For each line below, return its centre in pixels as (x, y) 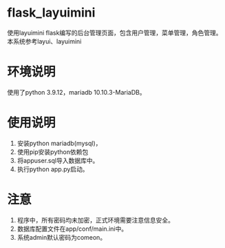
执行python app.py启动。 (53, 169)
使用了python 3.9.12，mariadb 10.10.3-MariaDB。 (76, 92)
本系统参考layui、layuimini (44, 41)
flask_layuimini (51, 13)
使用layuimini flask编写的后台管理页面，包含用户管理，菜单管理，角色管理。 (115, 32)
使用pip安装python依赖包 (53, 152)
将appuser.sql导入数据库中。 (58, 160)
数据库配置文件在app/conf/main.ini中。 (72, 229)
